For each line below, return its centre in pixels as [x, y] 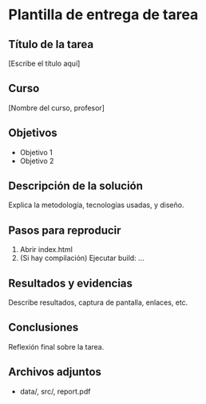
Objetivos [33, 133]
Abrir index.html [46, 250]
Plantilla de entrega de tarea [103, 15]
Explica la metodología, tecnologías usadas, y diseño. [96, 205]
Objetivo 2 [37, 161]
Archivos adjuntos [55, 372]
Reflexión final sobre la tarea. [56, 346]
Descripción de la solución [76, 186]
